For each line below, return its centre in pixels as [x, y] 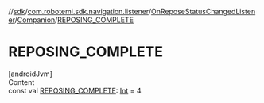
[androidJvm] [31, 74]
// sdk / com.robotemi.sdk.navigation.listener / [80, 11]
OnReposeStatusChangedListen [203, 11]
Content [21, 82]
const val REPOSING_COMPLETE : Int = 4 [75, 90]
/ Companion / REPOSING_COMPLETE [74, 20]
